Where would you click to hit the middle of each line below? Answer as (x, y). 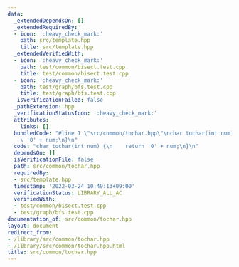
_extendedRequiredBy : (46, 27)
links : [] (35, 126)
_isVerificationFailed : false (58, 100)
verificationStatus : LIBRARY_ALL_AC (68, 193)
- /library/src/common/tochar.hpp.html (67, 246)
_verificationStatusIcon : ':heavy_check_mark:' (86, 113)
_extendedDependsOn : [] (49, 21)
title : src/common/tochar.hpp (52, 252)
